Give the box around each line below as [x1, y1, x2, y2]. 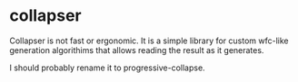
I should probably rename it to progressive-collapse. [9, 62, 206, 73]
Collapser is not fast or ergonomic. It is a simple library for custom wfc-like [9, 35, 289, 46]
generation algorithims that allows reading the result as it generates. [9, 44, 264, 55]
